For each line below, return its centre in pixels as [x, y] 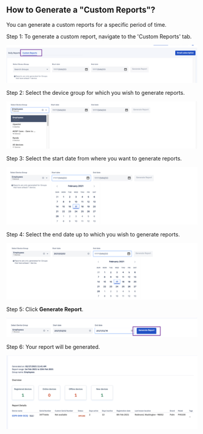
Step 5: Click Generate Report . [45, 309]
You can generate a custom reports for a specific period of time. [86, 24]
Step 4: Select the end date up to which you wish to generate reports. [93, 234]
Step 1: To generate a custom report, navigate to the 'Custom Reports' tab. [99, 36]
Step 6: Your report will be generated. [53, 347]
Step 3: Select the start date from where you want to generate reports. [94, 159]
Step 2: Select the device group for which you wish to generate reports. [95, 92]
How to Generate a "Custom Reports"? [81, 10]
